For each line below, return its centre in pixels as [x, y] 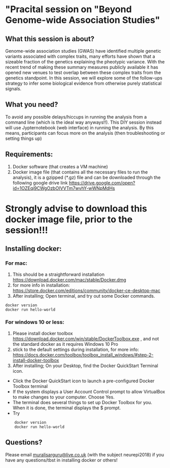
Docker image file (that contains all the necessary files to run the [80, 172]
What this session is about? [50, 39]
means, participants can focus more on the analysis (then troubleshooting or [85, 133]
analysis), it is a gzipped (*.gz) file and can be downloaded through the [87, 177]
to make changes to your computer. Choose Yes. [64, 397]
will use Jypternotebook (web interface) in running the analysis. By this [79, 127]
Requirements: [29, 154]
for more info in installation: [41, 285]
